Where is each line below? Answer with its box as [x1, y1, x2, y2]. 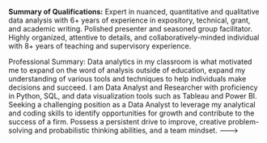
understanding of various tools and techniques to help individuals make [8, 74, 247, 83]
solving [8, 125, 33, 135]
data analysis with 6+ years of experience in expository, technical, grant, [8, 15, 251, 25]
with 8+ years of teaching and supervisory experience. [8, 41, 192, 51]
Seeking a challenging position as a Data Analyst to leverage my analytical [8, 100, 256, 109]
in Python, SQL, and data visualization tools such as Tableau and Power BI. [8, 91, 257, 100]
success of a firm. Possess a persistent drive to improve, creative [8, 117, 227, 126]
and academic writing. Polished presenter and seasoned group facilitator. [8, 24, 253, 33]
